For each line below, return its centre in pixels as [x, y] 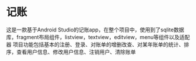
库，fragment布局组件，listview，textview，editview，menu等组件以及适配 [98, 37]
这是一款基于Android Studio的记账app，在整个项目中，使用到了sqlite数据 [95, 30]
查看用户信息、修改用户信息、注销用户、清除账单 [76, 52]
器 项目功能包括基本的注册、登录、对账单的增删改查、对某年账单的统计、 [95, 44]
